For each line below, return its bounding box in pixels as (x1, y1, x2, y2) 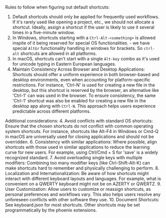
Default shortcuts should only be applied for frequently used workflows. (12, 14, 160, 19)
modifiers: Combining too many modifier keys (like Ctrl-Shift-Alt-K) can (5, 160, 150, 166)
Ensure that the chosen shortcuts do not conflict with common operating (5, 123, 154, 129)
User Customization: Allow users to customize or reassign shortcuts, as (5, 186, 151, 192)
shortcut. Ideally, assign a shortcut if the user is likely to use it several (12, 24, 155, 30)
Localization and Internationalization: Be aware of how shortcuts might (5, 171, 149, 176)
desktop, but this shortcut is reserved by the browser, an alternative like (12, 87, 159, 93)
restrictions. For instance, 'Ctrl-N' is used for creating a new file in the (12, 82, 155, 88)
